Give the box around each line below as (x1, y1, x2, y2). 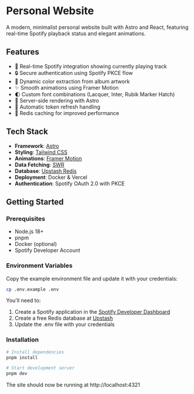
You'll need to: (6, 297, 41, 304)
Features (6, 47, 39, 57)
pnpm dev (6, 370, 28, 377)
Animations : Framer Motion (14, 155, 82, 162)
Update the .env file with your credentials (14, 321, 115, 328)
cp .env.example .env (6, 286, 59, 293)
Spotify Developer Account (14, 247, 81, 254)
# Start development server (6, 365, 75, 371)
